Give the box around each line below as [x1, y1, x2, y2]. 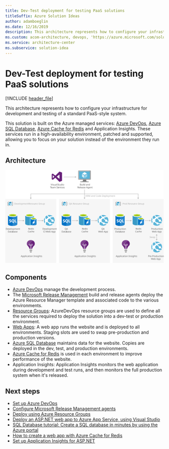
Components [5, 273, 47, 281]
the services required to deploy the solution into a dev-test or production [12, 313, 163, 319]
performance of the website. [12, 356, 72, 362]
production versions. [12, 335, 56, 341]
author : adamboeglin [5, 19, 49, 24]
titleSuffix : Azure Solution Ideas [5, 13, 80, 19]
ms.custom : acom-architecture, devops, [5, 35, 89, 40]
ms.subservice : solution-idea [5, 45, 69, 51]
